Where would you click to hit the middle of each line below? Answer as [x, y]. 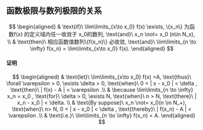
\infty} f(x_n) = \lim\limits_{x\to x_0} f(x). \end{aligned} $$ [102, 48]
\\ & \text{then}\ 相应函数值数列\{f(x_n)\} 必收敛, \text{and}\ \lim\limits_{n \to [102, 42]
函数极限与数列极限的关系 [54, 11]
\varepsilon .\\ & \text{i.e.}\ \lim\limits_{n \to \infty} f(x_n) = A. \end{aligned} [102, 115]
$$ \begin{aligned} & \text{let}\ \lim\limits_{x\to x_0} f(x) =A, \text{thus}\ [102, 77]
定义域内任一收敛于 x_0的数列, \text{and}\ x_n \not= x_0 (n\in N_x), [112, 34]
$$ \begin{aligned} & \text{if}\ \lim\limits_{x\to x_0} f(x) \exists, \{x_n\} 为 [99, 27]
